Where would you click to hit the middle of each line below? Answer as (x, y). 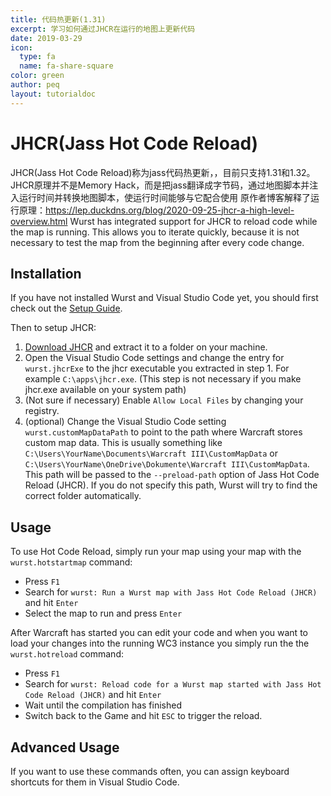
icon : (21, 47)
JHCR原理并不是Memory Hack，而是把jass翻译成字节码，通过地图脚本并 (160, 185)
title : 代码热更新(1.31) (58, 19)
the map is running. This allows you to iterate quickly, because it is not (155, 232)
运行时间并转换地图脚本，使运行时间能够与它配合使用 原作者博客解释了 (164, 197)
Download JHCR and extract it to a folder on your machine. (146, 347)
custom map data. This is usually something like (123, 443)
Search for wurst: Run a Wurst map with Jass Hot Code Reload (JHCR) (171, 592)
